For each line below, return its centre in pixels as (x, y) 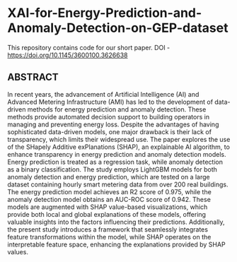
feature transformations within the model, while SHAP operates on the (109, 237)
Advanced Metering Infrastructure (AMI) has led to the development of (110, 102)
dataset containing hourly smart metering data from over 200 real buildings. (118, 184)
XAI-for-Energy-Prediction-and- (105, 13)
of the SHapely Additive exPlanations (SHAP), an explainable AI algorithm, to (118, 147)
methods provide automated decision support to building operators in (109, 117)
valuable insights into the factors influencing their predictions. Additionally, (116, 222)
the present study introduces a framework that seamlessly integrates (108, 229)
